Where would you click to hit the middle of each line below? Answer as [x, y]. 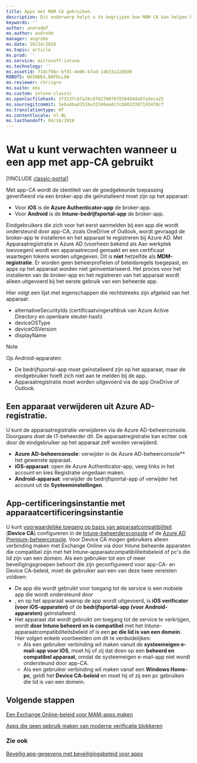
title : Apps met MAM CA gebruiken [48, 11]
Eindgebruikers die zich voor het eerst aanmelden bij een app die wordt [92, 225]
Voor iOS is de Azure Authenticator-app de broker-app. [83, 208]
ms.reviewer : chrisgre [34, 83]
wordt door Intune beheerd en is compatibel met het [79, 626]
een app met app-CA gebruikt [80, 162]
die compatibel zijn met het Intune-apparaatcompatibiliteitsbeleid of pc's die [98, 552]
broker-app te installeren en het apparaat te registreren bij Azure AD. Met [94, 238]
